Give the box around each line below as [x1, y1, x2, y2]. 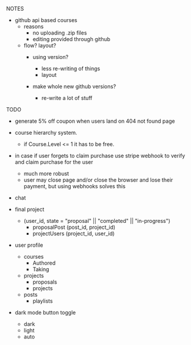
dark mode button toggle [14, 309, 76, 316]
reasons [23, 23, 44, 30]
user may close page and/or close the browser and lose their [23, 176, 174, 184]
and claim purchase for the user [14, 158, 93, 166]
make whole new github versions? [32, 83, 116, 90]
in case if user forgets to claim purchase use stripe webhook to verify [14, 152, 186, 159]
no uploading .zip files [32, 29, 87, 36]
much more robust [23, 170, 70, 177]
